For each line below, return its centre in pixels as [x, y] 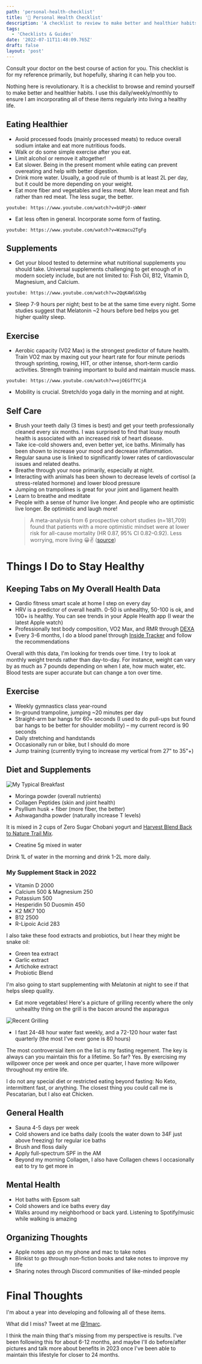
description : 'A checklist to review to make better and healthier [93, 23]
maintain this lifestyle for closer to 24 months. [63, 1355]
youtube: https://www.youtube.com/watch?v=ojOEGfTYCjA [76, 381]
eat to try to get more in [44, 1166]
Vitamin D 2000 [34, 885]
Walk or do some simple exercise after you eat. [73, 152]
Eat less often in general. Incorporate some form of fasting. [88, 219]
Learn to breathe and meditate [53, 496]
